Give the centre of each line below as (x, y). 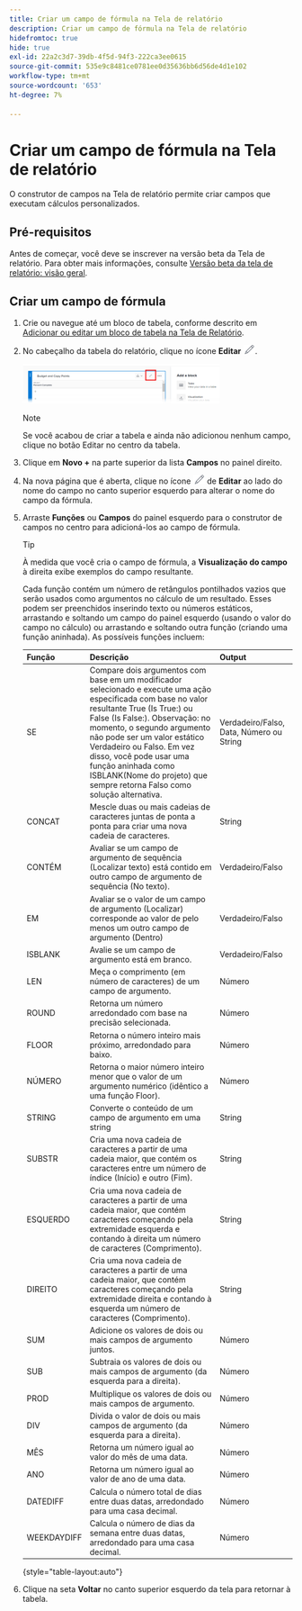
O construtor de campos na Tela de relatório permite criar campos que (140, 195)
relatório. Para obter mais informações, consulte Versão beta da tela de (141, 263)
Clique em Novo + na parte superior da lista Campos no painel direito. (152, 463)
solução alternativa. (126, 794)
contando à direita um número (145, 1238)
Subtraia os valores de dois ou (146, 1362)
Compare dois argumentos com (148, 670)
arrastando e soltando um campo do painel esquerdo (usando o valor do (157, 618)
